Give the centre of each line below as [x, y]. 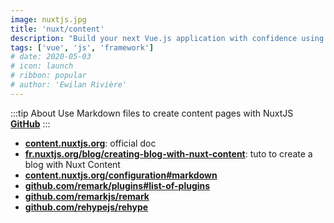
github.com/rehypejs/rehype [86, 207]
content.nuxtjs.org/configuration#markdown [121, 175]
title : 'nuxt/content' [57, 29]
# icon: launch [42, 66]
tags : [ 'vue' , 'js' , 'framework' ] [82, 47]
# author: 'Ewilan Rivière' [69, 85]
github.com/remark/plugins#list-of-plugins [117, 185]
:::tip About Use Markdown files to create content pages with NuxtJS [152, 113]
